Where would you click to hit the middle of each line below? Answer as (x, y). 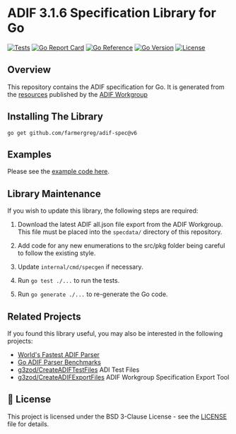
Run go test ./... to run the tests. (69, 281)
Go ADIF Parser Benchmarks (59, 362)
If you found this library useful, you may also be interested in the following (115, 333)
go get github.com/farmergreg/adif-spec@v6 (72, 133)
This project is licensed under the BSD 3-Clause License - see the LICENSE (117, 416)
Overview (29, 70)
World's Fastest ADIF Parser (59, 354)
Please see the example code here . (59, 172)
